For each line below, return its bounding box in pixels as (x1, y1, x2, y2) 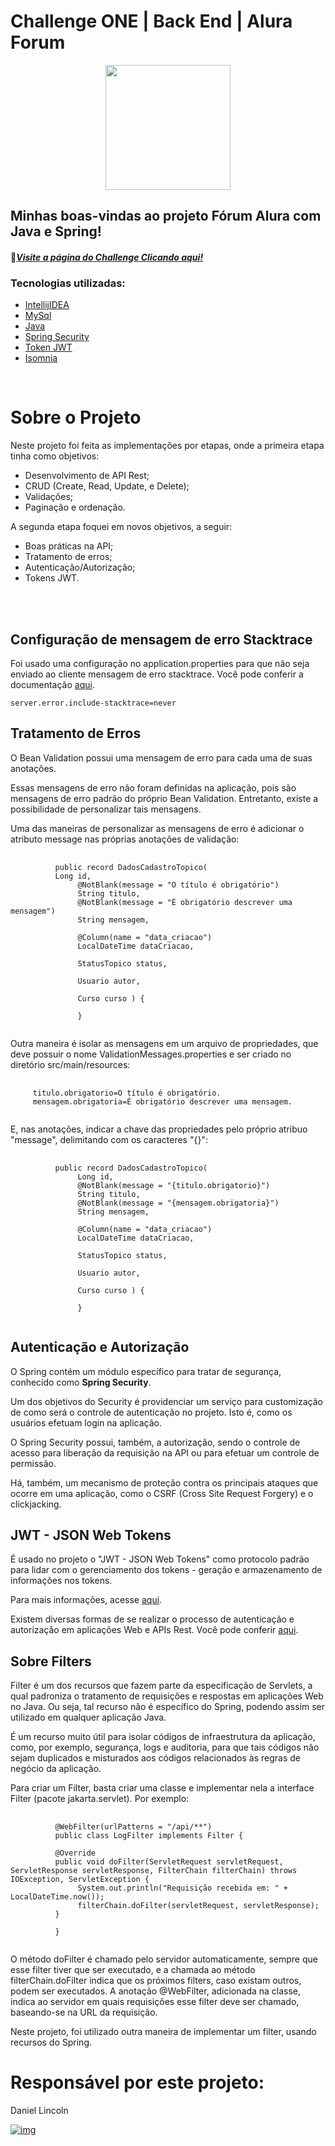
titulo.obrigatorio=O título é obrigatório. (32, 1088, 222, 1098)
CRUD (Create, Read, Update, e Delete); (24, 480, 190, 492)
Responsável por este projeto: (10, 2071, 265, 2094)
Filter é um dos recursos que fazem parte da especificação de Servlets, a (10, 1680, 313, 1692)
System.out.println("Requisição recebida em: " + (77, 1883, 288, 1894)
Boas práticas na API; (24, 540, 114, 552)
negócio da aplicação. (10, 1763, 102, 1775)
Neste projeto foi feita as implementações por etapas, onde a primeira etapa (10, 440, 325, 452)
